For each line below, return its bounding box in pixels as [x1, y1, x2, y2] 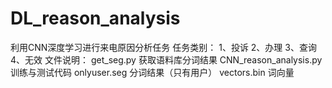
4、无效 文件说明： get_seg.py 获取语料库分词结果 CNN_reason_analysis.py [10, 53, 323, 66]
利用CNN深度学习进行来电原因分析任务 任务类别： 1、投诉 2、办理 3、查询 [10, 41, 317, 53]
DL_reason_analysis [10, 7, 181, 30]
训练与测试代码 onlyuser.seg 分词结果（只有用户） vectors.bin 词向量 [10, 66, 295, 78]
